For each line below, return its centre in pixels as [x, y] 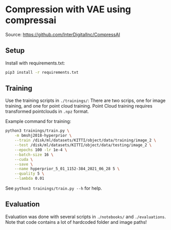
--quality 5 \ [29, 174]
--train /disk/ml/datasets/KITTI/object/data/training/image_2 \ [86, 140]
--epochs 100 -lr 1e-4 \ [41, 150]
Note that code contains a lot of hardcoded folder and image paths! [76, 222]
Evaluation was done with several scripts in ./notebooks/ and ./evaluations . [86, 217]
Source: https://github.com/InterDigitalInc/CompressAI [63, 34]
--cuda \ [24, 159]
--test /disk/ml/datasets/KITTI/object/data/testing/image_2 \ [83, 145]
